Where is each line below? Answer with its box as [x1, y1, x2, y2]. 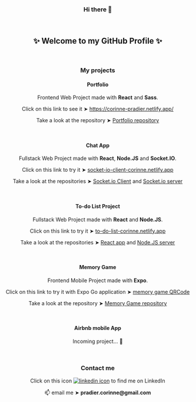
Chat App [86, 142, 109, 149]
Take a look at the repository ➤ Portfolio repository [36, 117, 160, 124]
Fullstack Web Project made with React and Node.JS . [32, 215, 163, 223]
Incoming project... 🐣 [72, 338, 124, 345]
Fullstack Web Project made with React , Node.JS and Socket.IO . [19, 155, 177, 162]
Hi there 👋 [83, 5, 112, 14]
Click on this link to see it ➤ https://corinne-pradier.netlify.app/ [22, 106, 174, 113]
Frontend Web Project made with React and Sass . [36, 94, 159, 101]
